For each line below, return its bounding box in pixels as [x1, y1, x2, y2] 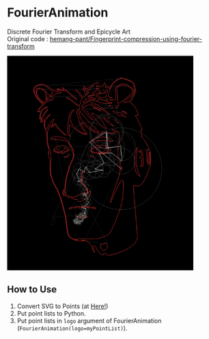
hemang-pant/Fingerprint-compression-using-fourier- [49, 34, 203, 43]
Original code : [7, 34, 49, 43]
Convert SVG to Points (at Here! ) [16, 302, 109, 310]
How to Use [7, 283, 57, 296]
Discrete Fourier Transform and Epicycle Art [7, 27, 131, 36]
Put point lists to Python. [16, 309, 86, 317]
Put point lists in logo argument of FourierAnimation [16, 316, 162, 325]
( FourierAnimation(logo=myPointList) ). [16, 324, 128, 332]
